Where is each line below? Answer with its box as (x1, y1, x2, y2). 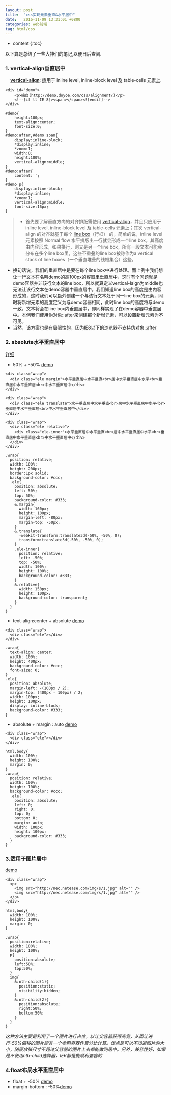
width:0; (14, 151, 33, 156)
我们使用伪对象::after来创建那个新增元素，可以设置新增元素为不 (30, 312, 164, 318)
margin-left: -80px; (18, 515, 63, 520)
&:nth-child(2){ (14, 997, 49, 1002)
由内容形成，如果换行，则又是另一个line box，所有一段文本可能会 (25, 244, 163, 250)
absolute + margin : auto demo (12, 721, 77, 727)
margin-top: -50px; (18, 519, 60, 525)
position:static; (18, 984, 56, 989)
